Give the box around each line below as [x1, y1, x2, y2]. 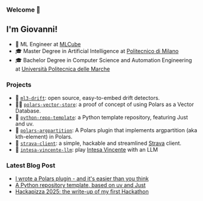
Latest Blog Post [6, 161, 56, 169]
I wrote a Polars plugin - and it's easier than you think [15, 175, 149, 182]
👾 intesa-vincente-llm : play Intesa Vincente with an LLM [15, 146, 158, 153]
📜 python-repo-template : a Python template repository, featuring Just [15, 114, 188, 121]
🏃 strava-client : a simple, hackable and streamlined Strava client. [15, 139, 182, 147]
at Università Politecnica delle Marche [15, 65, 111, 72]
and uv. [15, 120, 35, 127]
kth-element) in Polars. [15, 133, 73, 141]
